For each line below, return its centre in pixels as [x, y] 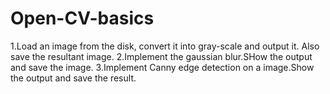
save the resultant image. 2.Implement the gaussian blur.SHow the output [161, 56]
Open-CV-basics [82, 18]
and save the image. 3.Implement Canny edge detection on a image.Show [162, 67]
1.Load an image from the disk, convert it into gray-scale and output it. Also [165, 46]
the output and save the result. [73, 78]
